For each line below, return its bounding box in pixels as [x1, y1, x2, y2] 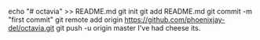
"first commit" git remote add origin [8, 15, 123, 24]
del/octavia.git [8, 24, 55, 32]
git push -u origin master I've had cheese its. [56, 24, 201, 32]
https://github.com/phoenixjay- [124, 15, 225, 24]
